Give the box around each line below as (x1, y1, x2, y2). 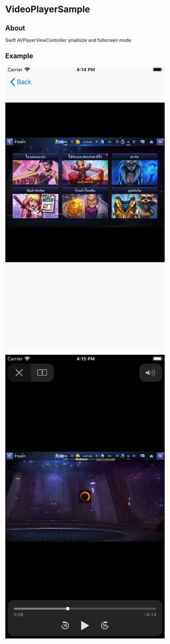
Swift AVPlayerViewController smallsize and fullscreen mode (5, 37, 132, 43)
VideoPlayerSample (5, 4, 90, 15)
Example (5, 52, 33, 60)
